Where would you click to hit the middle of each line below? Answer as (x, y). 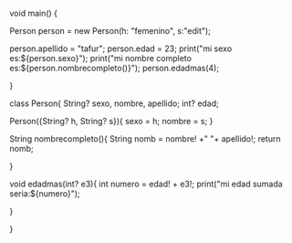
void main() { (33, 13)
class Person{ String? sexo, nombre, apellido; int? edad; (114, 103)
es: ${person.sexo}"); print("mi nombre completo (100, 58)
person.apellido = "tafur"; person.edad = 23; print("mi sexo (121, 48)
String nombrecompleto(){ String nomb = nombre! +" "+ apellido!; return (145, 139)
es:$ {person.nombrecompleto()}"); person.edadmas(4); (115, 68)
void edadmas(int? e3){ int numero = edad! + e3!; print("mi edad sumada (146, 184)
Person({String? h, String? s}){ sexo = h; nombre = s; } (111, 121)
